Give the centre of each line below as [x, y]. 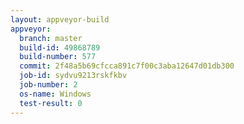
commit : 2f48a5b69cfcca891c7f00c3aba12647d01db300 [127, 66]
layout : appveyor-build [60, 19]
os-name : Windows [55, 94]
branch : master [51, 38]
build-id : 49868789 [60, 47]
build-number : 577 [58, 57]
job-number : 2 [48, 85]
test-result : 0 [51, 103]
